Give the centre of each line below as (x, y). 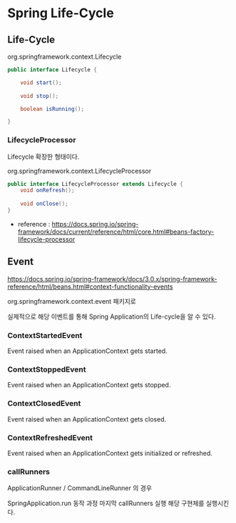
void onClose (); (45, 204)
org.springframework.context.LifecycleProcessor (79, 171)
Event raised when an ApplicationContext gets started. (87, 351)
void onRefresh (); (47, 191)
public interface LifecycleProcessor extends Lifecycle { (95, 184)
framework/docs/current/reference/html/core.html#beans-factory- (116, 231)
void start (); (41, 83)
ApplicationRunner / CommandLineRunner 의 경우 (79, 488)
